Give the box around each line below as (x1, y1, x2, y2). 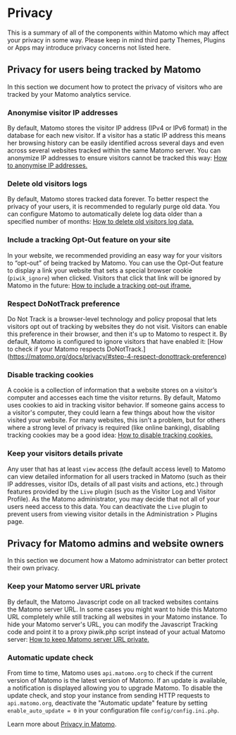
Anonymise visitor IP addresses (7, 107, 118, 117)
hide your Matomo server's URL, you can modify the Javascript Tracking (7, 620, 218, 628)
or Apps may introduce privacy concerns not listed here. (7, 43, 171, 52)
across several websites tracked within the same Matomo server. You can (7, 146, 221, 155)
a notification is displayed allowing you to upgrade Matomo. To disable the (7, 683, 223, 692)
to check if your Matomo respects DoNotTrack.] (7, 345, 146, 353)
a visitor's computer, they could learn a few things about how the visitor (7, 408, 216, 417)
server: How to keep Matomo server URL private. (7, 635, 149, 643)
